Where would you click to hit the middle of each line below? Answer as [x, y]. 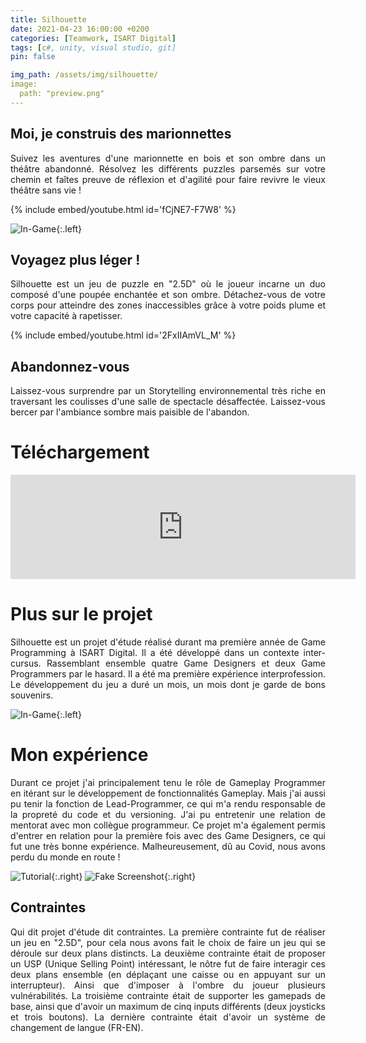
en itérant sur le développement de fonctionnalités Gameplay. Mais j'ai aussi [168, 793]
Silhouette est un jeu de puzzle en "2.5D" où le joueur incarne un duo [168, 284]
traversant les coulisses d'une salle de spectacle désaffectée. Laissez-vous [168, 402]
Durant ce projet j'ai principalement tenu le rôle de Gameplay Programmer [168, 782]
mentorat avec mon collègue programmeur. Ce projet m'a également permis [168, 825]
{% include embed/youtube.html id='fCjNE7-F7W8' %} [123, 209]
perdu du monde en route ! [65, 857]
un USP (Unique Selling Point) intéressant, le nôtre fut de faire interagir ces [168, 963]
